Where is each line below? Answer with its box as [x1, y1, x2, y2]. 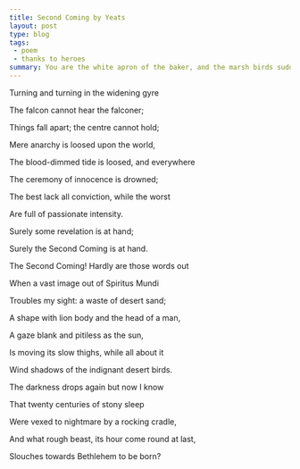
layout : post [9, 21, 58, 30]
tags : [9, 38, 29, 47]
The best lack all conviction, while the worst [9, 191, 171, 202]
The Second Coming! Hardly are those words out [9, 260, 189, 271]
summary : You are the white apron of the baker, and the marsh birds [9, 63, 274, 72]
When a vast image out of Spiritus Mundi [9, 278, 159, 289]
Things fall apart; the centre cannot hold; [9, 121, 160, 132]
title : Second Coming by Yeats [9, 13, 126, 22]
